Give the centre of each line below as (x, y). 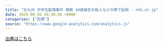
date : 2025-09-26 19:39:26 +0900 (40, 14)
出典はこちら (18, 38)
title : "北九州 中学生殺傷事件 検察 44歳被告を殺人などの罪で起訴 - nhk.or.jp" (82, 10)
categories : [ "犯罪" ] (27, 19)
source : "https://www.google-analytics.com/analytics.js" (68, 24)
